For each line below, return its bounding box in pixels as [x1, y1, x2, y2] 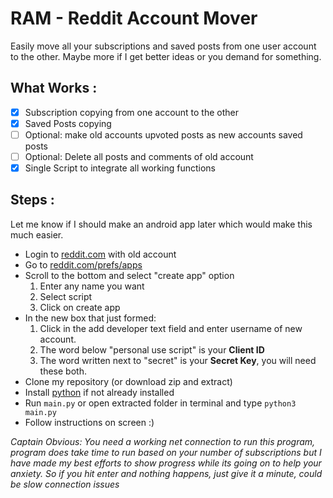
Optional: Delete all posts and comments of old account [24, 150, 254, 162]
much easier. [10, 228, 64, 241]
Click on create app [39, 301, 121, 313]
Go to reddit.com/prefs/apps [24, 258, 143, 271]
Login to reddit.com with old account [24, 248, 177, 260]
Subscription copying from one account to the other [24, 106, 240, 118]
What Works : [10, 80, 98, 97]
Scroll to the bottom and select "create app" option [24, 269, 235, 281]
